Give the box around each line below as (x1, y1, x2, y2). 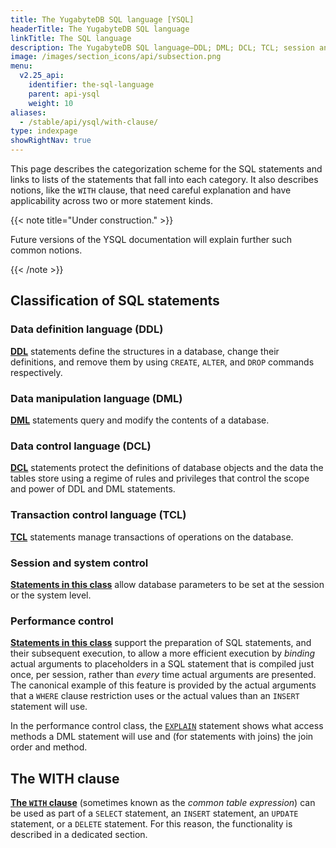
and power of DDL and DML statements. (10, 483, 176, 495)
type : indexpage (10, 126, 78, 136)
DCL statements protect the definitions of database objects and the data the (10, 462, 324, 474)
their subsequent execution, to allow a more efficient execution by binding (10, 647, 316, 660)
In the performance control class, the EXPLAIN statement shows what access (10, 720, 324, 732)
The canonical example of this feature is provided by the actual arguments (10, 679, 317, 691)
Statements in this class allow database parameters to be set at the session (10, 578, 325, 590)
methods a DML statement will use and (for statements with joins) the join (10, 731, 314, 743)
